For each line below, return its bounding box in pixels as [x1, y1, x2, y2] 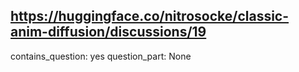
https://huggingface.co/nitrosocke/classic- [10, 8, 290, 25]
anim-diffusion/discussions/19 [10, 24, 207, 41]
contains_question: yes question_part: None [10, 50, 192, 62]
